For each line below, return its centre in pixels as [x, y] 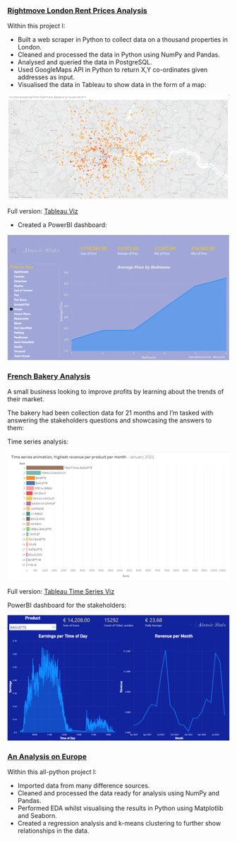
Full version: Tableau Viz [43, 211]
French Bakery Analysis [49, 376]
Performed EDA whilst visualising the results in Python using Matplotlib [120, 808]
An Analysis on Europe [47, 756]
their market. [26, 399]
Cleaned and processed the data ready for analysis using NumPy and [119, 793]
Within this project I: [36, 26]
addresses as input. [46, 77]
